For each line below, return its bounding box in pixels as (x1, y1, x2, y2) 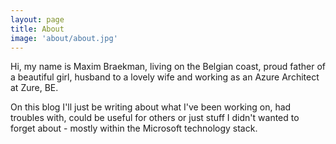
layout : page (10, 14, 65, 25)
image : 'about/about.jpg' (10, 33, 118, 43)
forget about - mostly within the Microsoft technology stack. (10, 122, 258, 135)
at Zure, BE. (10, 82, 59, 94)
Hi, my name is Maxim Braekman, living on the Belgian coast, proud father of (10, 61, 326, 73)
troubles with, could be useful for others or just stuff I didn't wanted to (10, 112, 300, 124)
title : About (10, 24, 65, 34)
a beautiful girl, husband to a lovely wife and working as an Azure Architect (10, 71, 320, 83)
